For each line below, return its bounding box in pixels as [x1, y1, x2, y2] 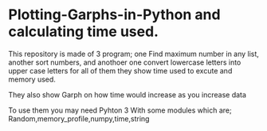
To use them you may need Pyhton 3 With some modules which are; [8, 105, 233, 115]
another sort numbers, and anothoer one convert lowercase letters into [8, 58, 241, 67]
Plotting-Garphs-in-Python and [8, 6, 221, 24]
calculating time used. [8, 22, 159, 41]
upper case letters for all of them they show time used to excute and [8, 65, 233, 75]
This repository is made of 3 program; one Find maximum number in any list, [8, 49, 259, 58]
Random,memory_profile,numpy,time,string [8, 113, 150, 123]
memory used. [8, 74, 56, 84]
